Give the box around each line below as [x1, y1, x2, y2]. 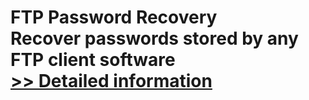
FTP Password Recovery [10, 6, 218, 29]
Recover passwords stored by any [10, 27, 299, 50]
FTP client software [10, 49, 176, 71]
